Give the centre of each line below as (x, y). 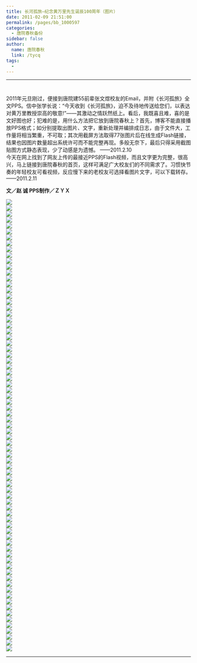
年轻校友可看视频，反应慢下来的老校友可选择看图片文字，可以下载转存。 (103, 171)
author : (16, 45)
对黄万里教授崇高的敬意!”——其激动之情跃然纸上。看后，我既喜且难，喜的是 (98, 113)
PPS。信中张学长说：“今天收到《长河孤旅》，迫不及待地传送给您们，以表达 (101, 106)
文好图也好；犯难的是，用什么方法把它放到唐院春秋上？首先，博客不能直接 (96, 120)
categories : (21, 28)
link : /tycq (26, 55)
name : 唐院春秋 (28, 50)
